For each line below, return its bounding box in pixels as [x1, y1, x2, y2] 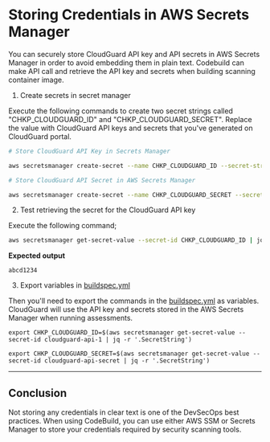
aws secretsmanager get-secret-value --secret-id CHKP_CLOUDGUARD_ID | [8, 236, 253, 244]
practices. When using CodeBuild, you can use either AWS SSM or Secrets [8, 416, 256, 426]
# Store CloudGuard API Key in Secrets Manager [8, 147, 171, 155]
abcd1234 [8, 267, 38, 275]
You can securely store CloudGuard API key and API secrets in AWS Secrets [8, 49, 260, 59]
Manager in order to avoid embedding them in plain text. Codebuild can [8, 58, 245, 68]
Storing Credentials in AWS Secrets [8, 6, 250, 24]
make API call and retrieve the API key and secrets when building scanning [8, 66, 256, 76]
